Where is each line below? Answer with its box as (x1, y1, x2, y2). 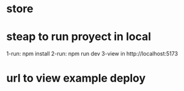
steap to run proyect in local (6, 30, 152, 44)
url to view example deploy (6, 71, 146, 86)
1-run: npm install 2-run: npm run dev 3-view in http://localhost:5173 (6, 50, 178, 57)
